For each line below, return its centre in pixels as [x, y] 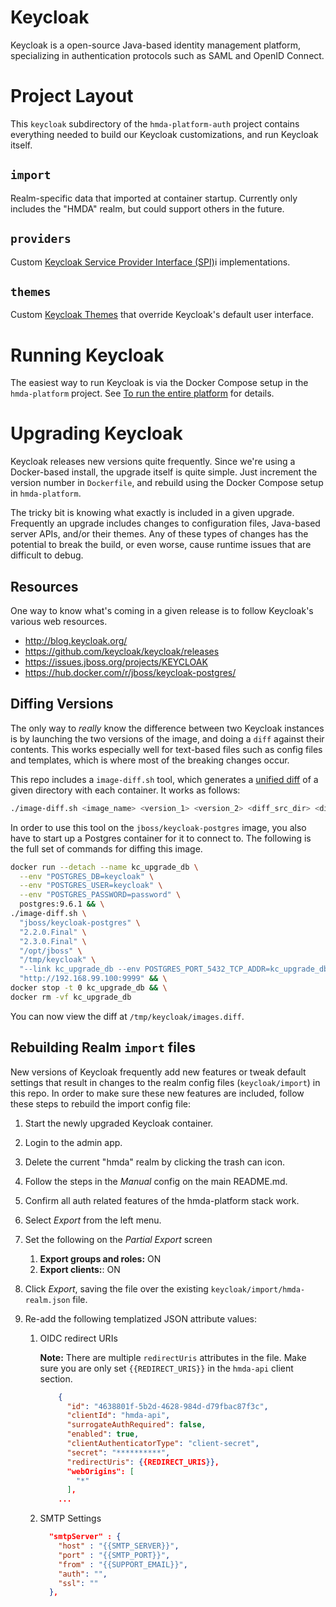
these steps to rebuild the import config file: [101, 1103]
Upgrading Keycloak [96, 433]
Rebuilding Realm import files [103, 1047]
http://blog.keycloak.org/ [76, 640]
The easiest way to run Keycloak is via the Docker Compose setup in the [159, 383]
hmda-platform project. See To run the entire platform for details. [142, 393]
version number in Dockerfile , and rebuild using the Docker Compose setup [167, 483]
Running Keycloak [87, 355]
